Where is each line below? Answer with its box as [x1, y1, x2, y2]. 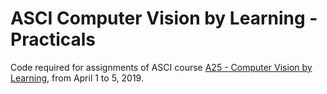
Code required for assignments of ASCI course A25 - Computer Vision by [10, 61, 313, 73]
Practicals [10, 28, 97, 51]
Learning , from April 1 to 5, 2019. [10, 72, 144, 84]
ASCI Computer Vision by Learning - [10, 7, 318, 30]
